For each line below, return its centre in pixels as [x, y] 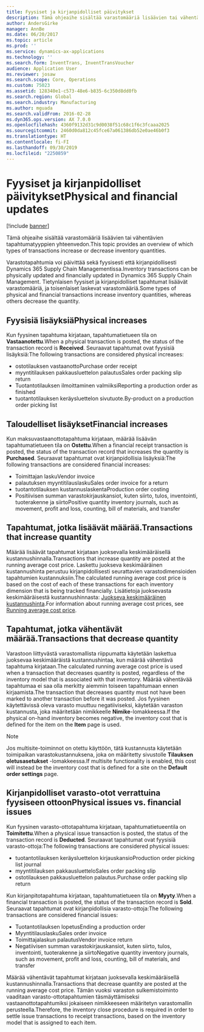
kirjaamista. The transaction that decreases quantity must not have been [96, 692]
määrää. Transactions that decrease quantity [92, 639]
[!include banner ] [28, 226]
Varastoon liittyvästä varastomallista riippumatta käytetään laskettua [91, 653]
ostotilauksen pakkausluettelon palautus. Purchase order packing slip [101, 877]
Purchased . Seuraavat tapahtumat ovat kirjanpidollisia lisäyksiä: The [91, 458]
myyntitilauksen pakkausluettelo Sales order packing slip [85, 871]
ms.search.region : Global [39, 97]
